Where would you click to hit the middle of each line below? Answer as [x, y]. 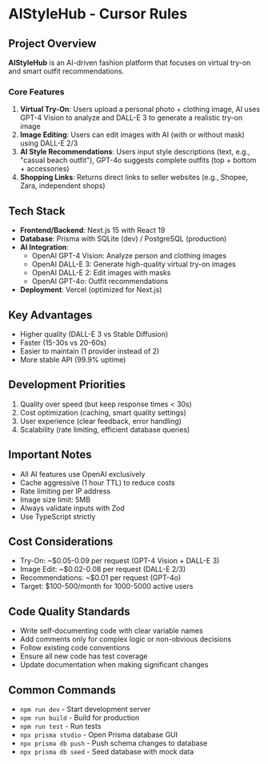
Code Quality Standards [69, 612]
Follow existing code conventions [75, 648]
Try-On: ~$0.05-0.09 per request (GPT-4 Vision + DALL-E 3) [120, 561]
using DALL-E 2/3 [49, 143]
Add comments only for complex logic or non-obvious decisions [126, 639]
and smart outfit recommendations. [66, 71]
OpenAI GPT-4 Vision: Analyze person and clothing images [129, 256]
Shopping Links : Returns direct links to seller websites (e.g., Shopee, [134, 178]
